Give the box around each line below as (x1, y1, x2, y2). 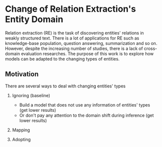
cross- (144, 45, 157, 51)
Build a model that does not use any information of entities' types (19, 102, 150, 108)
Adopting (12, 136, 31, 142)
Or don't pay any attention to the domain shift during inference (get (19, 112, 154, 118)
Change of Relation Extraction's (5, 3, 136, 15)
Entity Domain (5, 14, 63, 25)
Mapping (12, 127, 30, 133)
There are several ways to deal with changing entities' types (5, 83, 126, 89)
